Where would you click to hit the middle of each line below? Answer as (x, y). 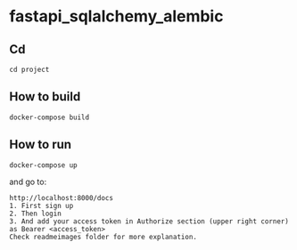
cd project (29, 69)
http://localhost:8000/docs (62, 198)
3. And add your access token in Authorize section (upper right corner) (149, 221)
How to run (41, 145)
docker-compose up (43, 165)
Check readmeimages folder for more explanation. (103, 237)
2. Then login (36, 214)
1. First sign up (41, 206)
